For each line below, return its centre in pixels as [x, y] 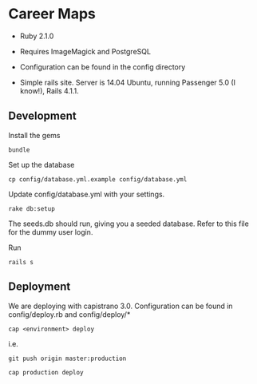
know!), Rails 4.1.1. [49, 91]
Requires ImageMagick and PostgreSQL [85, 51]
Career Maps [52, 14]
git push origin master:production [67, 358]
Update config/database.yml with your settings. [87, 194]
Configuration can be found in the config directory [103, 67]
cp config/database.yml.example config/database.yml [98, 179]
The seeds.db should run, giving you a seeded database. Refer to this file [128, 224]
